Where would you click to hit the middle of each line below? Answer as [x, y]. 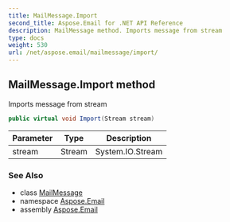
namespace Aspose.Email [62, 201]
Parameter [33, 138]
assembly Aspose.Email [58, 209]
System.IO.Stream [129, 151]
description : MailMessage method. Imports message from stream [115, 30]
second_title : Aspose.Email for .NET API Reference [96, 23]
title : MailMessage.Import [53, 16]
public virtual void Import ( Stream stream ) [82, 119]
